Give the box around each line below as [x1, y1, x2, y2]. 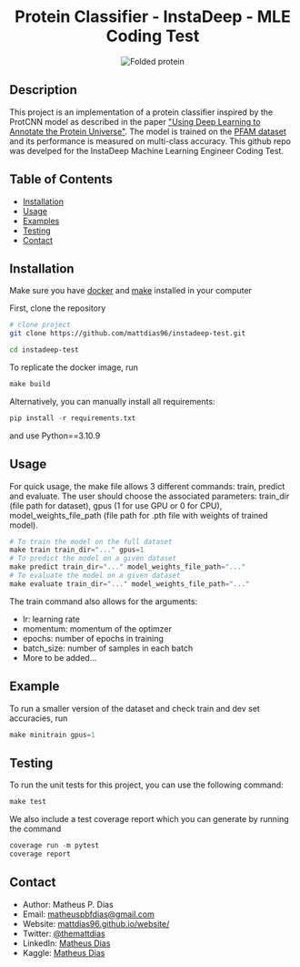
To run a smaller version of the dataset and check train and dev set [9, 703, 261, 714]
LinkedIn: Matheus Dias [22, 937, 111, 949]
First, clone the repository [9, 303, 106, 314]
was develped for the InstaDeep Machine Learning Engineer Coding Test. [9, 145, 285, 156]
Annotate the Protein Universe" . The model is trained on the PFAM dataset [9, 126, 286, 137]
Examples [22, 215, 60, 226]
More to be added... [22, 652, 97, 663]
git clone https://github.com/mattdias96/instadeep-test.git [9, 329, 246, 338]
